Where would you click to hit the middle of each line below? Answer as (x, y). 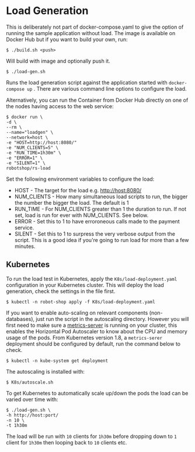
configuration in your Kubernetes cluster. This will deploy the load (85, 285)
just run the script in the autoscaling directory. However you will (112, 319)
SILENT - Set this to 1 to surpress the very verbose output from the (95, 234)
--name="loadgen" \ (30, 132)
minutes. (25, 246)
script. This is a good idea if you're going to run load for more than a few (102, 240)
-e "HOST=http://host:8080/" (41, 142)
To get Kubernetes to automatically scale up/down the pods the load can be (97, 393)
